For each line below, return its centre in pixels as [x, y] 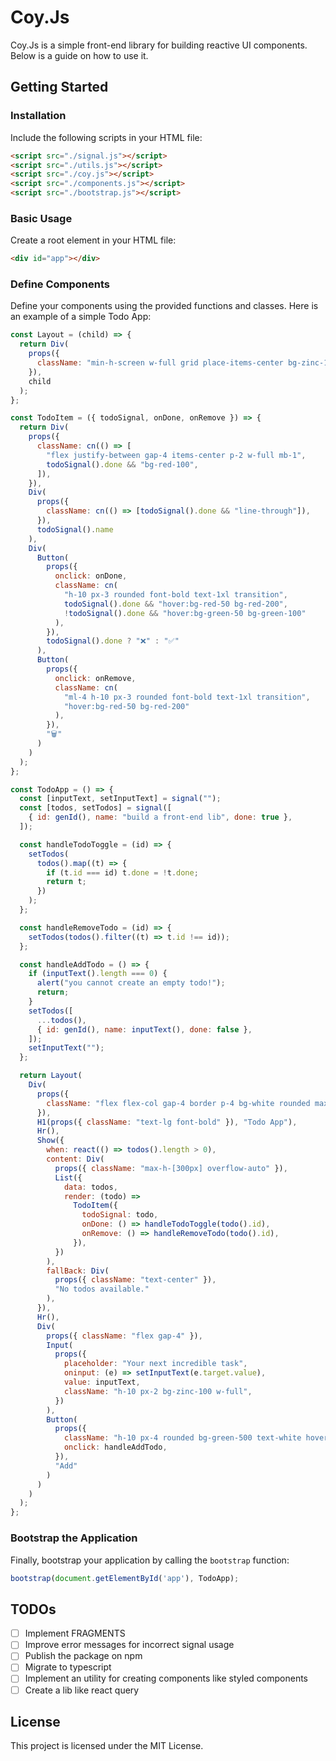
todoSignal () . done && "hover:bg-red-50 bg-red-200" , [175, 604]
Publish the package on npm [83, 1656]
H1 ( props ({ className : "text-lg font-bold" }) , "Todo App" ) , [167, 1122]
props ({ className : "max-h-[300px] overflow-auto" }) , [171, 1168]
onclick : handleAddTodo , [115, 1447]
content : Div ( [75, 1159]
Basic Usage [41, 218]
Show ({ [50, 1141]
